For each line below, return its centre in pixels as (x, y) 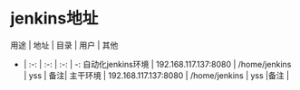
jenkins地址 (54, 18)
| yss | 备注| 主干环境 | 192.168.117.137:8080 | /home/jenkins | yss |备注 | (156, 75)
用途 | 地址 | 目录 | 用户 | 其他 (64, 45)
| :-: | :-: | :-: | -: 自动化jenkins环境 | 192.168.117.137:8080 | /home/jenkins (157, 64)
